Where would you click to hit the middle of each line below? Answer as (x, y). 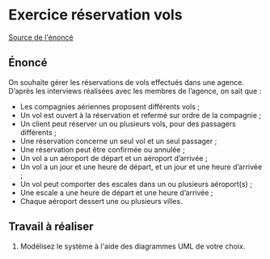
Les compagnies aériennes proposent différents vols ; (110, 106)
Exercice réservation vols (96, 15)
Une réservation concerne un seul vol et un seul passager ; (118, 141)
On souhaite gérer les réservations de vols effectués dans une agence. (127, 82)
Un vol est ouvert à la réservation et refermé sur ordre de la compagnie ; (141, 115)
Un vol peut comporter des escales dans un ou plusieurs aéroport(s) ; (136, 184)
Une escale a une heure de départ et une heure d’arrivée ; (116, 193)
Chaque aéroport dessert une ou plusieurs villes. (101, 201)
